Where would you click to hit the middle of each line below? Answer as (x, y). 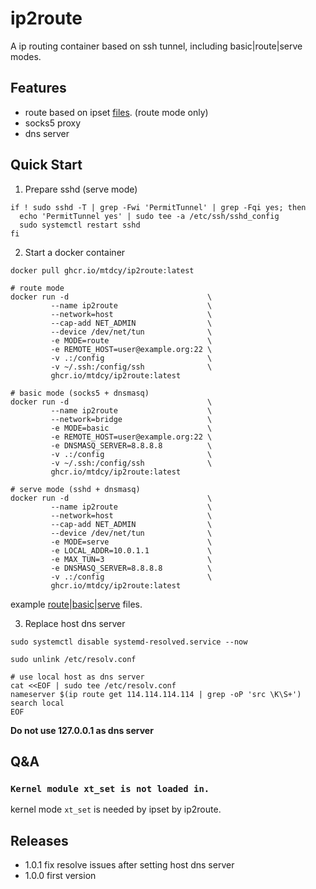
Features (38, 88)
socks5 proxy (53, 123)
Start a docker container (75, 252)
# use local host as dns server (77, 677)
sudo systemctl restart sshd (80, 225)
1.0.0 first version (60, 876)
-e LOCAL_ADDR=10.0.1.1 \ (131, 550)
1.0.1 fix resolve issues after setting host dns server (129, 865)
